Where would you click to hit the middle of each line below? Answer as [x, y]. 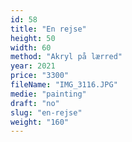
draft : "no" [35, 103]
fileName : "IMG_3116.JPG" [64, 85]
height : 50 [33, 38]
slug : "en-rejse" [46, 112]
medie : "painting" [48, 94]
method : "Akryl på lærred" [66, 57]
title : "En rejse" [48, 29]
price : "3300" [40, 76]
